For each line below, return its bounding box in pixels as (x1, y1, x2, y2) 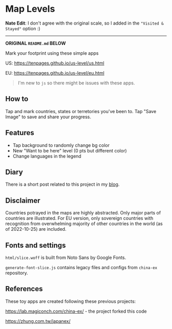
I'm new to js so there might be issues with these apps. (17, 80, 135, 86)
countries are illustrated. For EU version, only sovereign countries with (5, 215, 154, 222)
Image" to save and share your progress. (5, 114, 91, 120)
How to (5, 95, 29, 103)
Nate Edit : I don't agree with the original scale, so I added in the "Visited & (5, 20, 164, 26)
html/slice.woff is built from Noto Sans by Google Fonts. (5, 254, 126, 260)
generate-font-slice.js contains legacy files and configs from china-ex (5, 265, 158, 270)
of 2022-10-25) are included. (5, 226, 67, 232)
